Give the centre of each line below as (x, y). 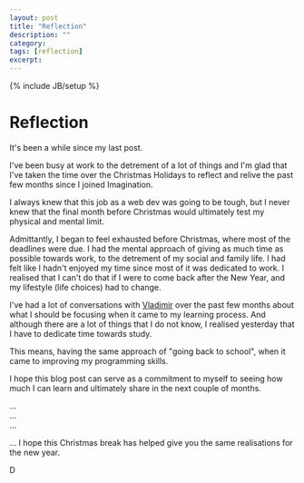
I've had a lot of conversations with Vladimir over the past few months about (152, 304)
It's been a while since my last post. (76, 147)
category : (28, 43)
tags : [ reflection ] (46, 52)
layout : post (34, 18)
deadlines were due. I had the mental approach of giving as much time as (147, 248)
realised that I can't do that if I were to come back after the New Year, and (147, 277)
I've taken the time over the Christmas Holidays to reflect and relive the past (152, 174)
